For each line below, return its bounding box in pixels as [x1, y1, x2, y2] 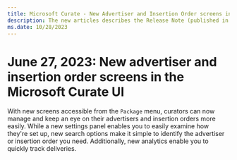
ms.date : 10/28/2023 [7, 23, 68, 30]
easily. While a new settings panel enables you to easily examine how [7, 122, 209, 130]
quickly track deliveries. [7, 144, 77, 153]
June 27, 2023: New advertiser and [7, 54, 217, 70]
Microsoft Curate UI [7, 84, 125, 99]
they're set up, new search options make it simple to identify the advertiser [7, 130, 225, 138]
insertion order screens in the [7, 68, 185, 85]
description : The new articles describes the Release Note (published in [7, 17, 229, 24]
